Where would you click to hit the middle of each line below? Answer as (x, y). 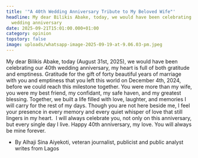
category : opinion (29, 34)
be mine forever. (26, 130)
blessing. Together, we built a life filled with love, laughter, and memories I (96, 99)
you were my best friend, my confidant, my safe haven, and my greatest (94, 93)
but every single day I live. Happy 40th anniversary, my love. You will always (99, 124)
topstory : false (26, 39)
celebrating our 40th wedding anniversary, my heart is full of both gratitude (98, 67)
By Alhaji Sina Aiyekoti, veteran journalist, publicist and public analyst (99, 142)
